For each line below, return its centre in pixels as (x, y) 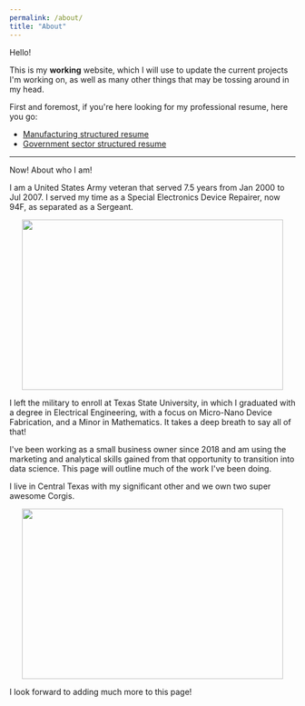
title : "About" (38, 26)
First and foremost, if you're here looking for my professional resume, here (149, 106)
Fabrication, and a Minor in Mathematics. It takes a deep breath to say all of (151, 422)
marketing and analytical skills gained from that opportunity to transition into (152, 459)
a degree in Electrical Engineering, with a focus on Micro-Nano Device (141, 412)
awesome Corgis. (42, 495)
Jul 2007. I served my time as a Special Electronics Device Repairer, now (145, 197)
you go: (24, 116)
